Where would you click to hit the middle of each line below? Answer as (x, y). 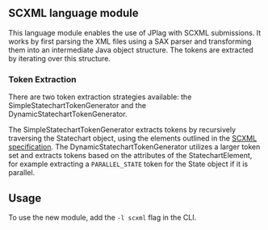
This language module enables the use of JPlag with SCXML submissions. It (135, 32)
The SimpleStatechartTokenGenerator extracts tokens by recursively (122, 130)
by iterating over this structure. (60, 58)
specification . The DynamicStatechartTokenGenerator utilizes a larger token (134, 147)
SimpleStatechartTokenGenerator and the (77, 106)
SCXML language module (73, 13)
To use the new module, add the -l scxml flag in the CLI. (103, 217)
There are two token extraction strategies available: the (100, 97)
